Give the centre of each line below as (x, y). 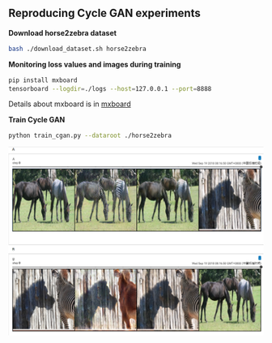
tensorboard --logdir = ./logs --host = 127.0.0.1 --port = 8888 (110, 88)
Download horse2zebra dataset (63, 32)
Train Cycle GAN (37, 120)
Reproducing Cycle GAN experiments (104, 13)
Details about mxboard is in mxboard (70, 104)
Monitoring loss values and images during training (95, 64)
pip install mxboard (43, 80)
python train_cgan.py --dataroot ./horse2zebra (90, 136)
